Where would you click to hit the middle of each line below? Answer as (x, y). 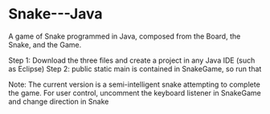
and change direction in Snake (59, 101)
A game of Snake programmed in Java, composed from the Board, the (125, 36)
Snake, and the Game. (45, 44)
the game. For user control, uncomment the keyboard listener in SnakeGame (135, 92)
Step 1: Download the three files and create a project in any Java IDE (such (132, 60)
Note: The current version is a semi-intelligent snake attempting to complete (135, 84)
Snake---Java (55, 14)
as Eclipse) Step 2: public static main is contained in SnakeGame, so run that (135, 68)
